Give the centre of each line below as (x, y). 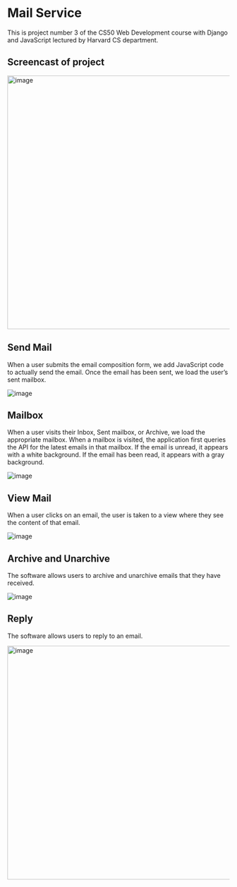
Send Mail (30, 348)
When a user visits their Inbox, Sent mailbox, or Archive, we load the (107, 433)
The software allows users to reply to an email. (75, 636)
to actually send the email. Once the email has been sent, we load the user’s (118, 372)
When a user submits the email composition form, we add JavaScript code (116, 364)
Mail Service (45, 13)
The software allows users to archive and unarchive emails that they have (114, 575)
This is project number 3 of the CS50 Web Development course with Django (117, 32)
